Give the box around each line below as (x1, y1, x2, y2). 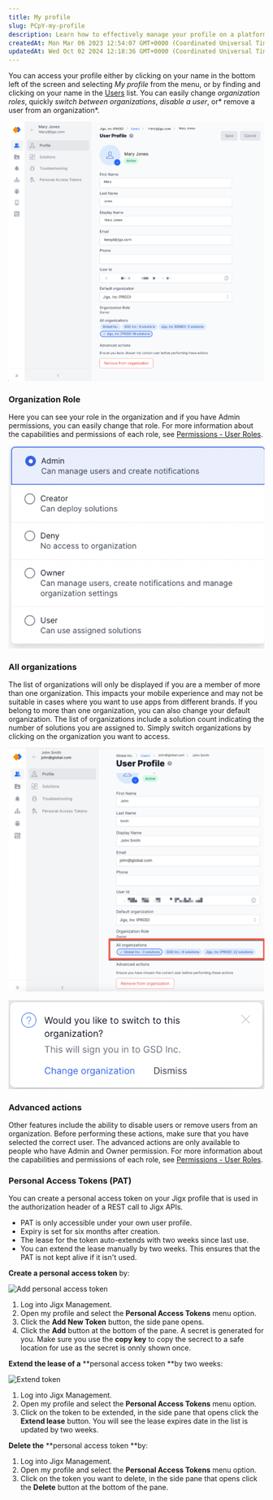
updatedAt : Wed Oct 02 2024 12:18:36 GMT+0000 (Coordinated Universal (8, 47, 253, 56)
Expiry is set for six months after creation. (19, 1227, 160, 1236)
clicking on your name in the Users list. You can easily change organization (8, 88, 260, 98)
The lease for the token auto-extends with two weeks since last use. (19, 1235, 249, 1245)
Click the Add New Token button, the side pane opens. (19, 1317, 205, 1327)
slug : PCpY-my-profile (8, 21, 85, 30)
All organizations (8, 662, 77, 672)
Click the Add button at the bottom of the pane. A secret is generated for (19, 1326, 264, 1336)
